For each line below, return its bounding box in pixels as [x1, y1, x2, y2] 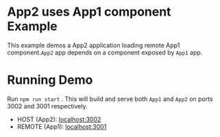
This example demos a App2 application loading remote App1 [7, 41, 180, 49]
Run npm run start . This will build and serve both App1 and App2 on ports [7, 95, 214, 103]
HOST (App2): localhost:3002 [16, 115, 101, 123]
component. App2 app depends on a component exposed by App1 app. [7, 48, 203, 57]
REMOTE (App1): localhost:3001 [16, 122, 107, 130]
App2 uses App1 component [7, 4, 171, 20]
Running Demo [7, 72, 93, 88]
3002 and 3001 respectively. [7, 102, 88, 110]
